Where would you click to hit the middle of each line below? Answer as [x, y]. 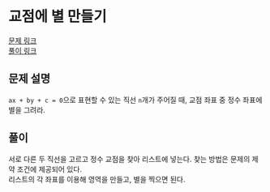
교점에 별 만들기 [58, 17]
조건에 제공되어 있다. [49, 169]
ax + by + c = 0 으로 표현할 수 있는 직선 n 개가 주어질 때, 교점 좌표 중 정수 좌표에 [135, 100]
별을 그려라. [27, 109]
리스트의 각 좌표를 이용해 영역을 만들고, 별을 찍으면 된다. [97, 179]
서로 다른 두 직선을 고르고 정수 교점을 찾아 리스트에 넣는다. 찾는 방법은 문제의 [129, 159]
